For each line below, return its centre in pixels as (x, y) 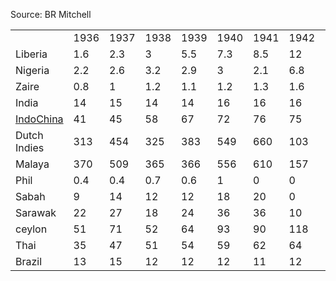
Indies (30, 147)
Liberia (31, 54)
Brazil (29, 261)
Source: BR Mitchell (51, 14)
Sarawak (36, 212)
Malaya (32, 164)
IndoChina (39, 119)
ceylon (31, 229)
